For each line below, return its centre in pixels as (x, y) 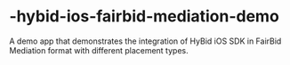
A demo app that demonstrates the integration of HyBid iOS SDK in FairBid (145, 41)
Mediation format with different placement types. (99, 50)
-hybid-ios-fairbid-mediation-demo (145, 16)
